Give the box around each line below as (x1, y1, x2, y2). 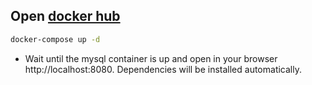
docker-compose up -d (10, 34, 101, 44)
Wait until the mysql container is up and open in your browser (24, 52, 278, 64)
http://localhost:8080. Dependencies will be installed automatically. (24, 63, 302, 75)
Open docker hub (10, 8, 121, 25)
